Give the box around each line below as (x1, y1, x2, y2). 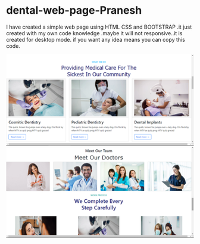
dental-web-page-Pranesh (6, 4, 142, 17)
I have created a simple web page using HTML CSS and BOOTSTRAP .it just (6, 23, 192, 30)
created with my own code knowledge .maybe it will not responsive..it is (6, 29, 183, 36)
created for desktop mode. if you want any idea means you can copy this (6, 36, 186, 43)
